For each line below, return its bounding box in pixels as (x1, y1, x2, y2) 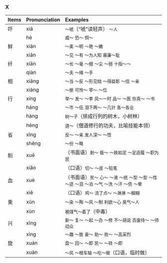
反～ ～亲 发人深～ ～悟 (65, 132, 112, 138)
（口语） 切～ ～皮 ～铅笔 (65, 164, 118, 171)
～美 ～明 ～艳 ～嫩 (65, 44, 103, 49)
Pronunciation (26, 16, 61, 23)
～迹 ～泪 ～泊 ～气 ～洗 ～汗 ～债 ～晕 (65, 181, 143, 187)
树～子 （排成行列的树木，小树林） (65, 113, 143, 120)
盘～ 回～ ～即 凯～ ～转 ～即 (65, 241, 123, 246)
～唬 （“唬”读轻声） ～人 (65, 26, 118, 33)
